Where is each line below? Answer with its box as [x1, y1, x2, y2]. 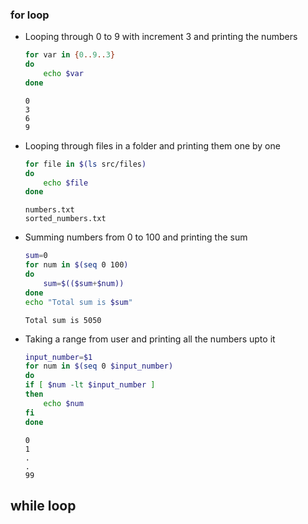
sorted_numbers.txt [24, 214, 107, 224]
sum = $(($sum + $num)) [43, 278, 125, 288]
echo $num [43, 398, 84, 408]
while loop [10, 497, 77, 514]
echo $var [43, 69, 84, 79]
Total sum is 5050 [24, 315, 102, 325]
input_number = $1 [24, 352, 93, 362]
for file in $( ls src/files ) [24, 159, 147, 169]
